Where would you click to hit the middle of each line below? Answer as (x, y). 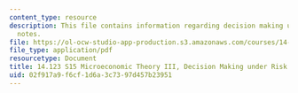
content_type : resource (53, 17)
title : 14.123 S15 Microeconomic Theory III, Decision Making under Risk (149, 67)
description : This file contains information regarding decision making (146, 26)
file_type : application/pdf (61, 50)
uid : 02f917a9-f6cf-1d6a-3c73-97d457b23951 (91, 75)
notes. (29, 34)
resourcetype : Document (53, 58)
